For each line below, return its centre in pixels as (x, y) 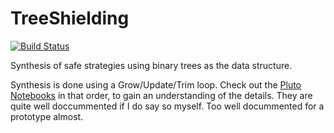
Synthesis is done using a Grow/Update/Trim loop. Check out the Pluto (156, 84)
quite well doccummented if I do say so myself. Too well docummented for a (167, 106)
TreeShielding (70, 18)
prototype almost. (47, 116)
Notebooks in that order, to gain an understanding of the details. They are (161, 95)
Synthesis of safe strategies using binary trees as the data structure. (151, 65)
